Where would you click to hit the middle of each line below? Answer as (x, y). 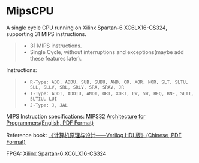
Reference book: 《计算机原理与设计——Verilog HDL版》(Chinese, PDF (94, 135)
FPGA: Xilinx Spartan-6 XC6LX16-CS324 (56, 153)
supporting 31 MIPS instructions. (46, 34)
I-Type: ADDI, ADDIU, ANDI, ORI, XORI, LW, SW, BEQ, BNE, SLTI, (112, 93)
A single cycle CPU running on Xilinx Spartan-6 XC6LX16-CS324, (87, 28)
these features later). (56, 58)
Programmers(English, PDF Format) (50, 123)
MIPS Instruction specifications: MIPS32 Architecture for (76, 116)
